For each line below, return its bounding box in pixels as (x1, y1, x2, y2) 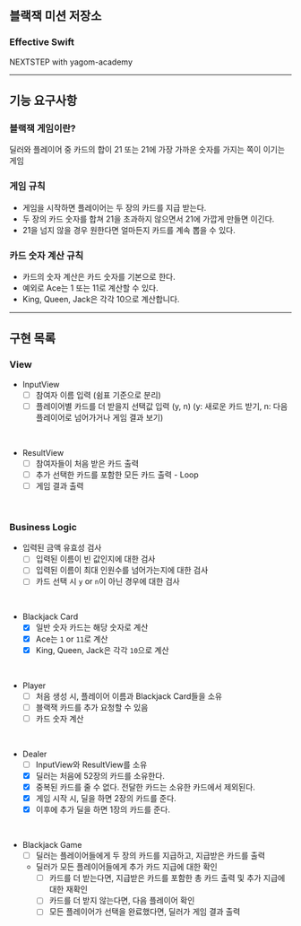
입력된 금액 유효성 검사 (21, 542, 102, 554)
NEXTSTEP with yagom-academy (9, 57, 133, 67)
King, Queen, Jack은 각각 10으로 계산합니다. (21, 293, 180, 304)
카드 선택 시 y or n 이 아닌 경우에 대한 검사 (35, 576, 181, 587)
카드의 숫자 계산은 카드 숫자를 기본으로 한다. (21, 271, 176, 282)
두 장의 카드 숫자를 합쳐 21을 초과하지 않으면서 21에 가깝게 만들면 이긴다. (21, 214, 275, 224)
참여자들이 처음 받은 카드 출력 (35, 458, 139, 468)
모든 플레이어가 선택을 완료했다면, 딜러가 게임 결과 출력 (48, 906, 241, 917)
